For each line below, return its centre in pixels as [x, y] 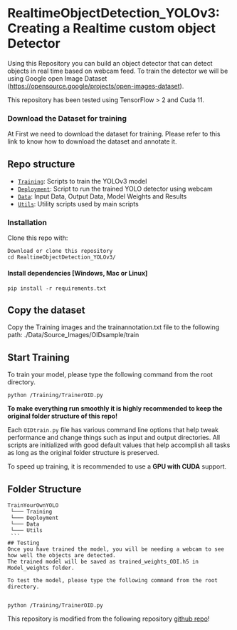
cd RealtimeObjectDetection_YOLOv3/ [62, 257]
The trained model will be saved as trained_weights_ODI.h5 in [103, 561]
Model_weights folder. [41, 568]
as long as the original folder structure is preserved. [83, 453]
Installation [27, 222]
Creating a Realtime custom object [111, 28]
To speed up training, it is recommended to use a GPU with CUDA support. [117, 466]
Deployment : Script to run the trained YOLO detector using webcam [115, 189]
